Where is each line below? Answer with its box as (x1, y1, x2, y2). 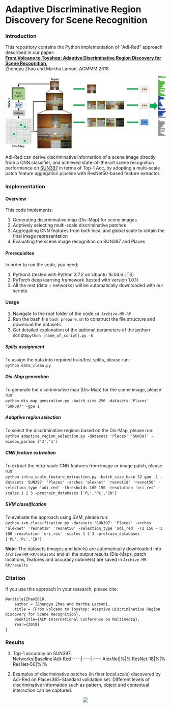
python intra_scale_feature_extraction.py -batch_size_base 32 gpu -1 (5, 474, 158, 479)
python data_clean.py (5, 363, 51, 368)
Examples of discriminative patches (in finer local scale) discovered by (12, 671, 161, 677)
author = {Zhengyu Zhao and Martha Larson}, (14, 602, 110, 607)
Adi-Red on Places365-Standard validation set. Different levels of (12, 676, 150, 683)
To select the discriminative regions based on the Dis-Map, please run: (5, 427, 154, 433)
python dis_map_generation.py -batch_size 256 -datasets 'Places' (5, 398, 149, 403)
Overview (5, 195, 26, 202)
